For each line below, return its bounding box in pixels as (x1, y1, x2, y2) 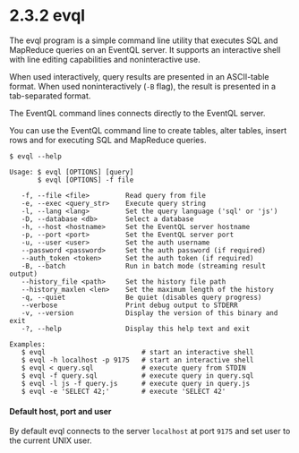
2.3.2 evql (9, 5, 86, 26)
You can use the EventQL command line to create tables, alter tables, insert (9, 124, 287, 135)
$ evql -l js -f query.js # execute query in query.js (21, 379, 251, 388)
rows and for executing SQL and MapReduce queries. (9, 134, 207, 145)
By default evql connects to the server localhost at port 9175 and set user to (9, 426, 291, 437)
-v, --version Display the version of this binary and (21, 308, 278, 318)
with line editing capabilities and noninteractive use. (9, 54, 201, 64)
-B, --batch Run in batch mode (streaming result (21, 261, 267, 270)
